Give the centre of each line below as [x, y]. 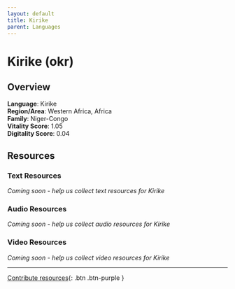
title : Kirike [28, 20]
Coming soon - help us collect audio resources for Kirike [89, 224]
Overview [29, 87]
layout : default [31, 14]
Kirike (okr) [41, 61]
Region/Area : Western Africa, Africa [59, 111]
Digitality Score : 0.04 [38, 134]
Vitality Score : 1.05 [35, 126]
